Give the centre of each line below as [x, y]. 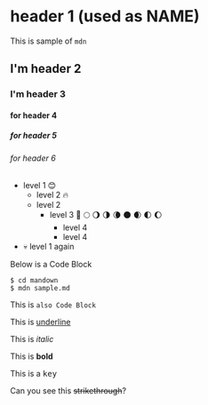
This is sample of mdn [48, 41]
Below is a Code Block [51, 265]
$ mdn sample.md [40, 289]
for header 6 [33, 158]
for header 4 [33, 115]
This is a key [33, 374]
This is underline [40, 322]
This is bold [32, 356]
